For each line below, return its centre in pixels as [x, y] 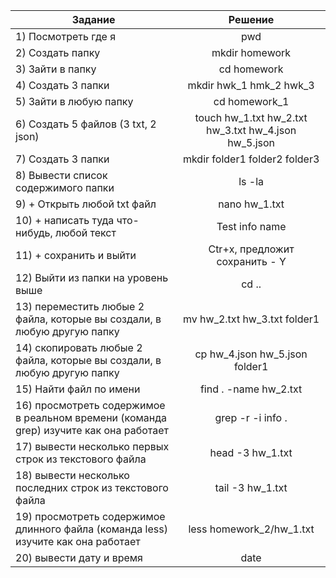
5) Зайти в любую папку [74, 101]
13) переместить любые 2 [80, 306]
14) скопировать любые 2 [79, 347]
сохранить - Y [251, 261]
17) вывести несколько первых [92, 446]
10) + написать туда [65, 220]
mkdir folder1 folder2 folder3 [251, 159]
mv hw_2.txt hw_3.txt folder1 [251, 319]
